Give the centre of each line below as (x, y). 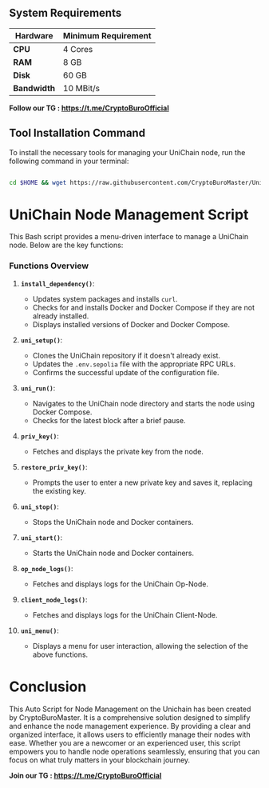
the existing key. (59, 490)
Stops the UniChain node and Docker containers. (113, 522)
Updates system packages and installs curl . (105, 298)
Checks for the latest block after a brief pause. (109, 420)
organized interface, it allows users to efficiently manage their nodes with (130, 734)
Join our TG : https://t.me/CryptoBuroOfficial (85, 775)
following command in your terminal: (69, 161)
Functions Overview (49, 266)
